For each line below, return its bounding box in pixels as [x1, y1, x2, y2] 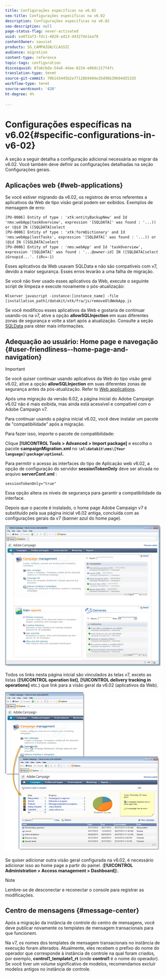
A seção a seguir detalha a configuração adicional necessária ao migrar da [5, 156, 158, 162]
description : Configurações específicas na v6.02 [5, 18, 110, 23]
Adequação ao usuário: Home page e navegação [5, 337, 159, 346]
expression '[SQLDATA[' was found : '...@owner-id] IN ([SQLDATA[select [5, 250, 159, 255]
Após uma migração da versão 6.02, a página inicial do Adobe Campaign [5, 396, 154, 402]
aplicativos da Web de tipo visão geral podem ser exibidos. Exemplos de [5, 200, 153, 206]
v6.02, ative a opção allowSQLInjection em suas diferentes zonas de [5, 381, 146, 387]
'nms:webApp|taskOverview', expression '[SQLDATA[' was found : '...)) [5, 220, 156, 225]
